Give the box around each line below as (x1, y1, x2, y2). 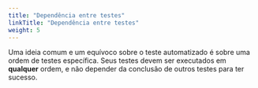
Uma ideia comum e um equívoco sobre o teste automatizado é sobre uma (8, 48, 251, 57)
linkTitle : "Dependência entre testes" (8, 19, 140, 27)
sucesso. (8, 72, 38, 82)
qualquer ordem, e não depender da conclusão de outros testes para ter (8, 64, 245, 74)
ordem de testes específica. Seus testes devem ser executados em (8, 56, 226, 65)
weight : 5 (8, 26, 41, 34)
